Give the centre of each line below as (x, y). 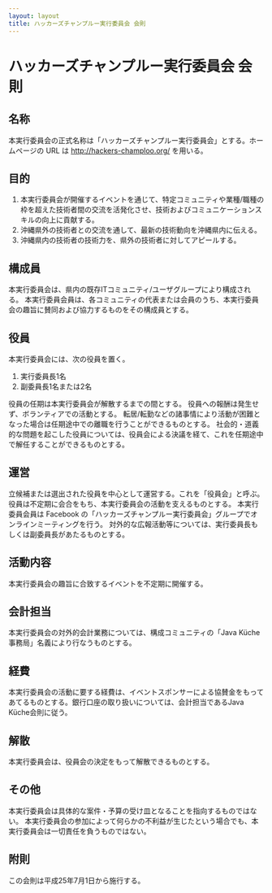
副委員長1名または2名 (56, 386)
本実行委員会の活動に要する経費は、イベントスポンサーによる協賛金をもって (136, 692)
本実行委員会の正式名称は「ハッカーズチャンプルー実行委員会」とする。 (129, 140)
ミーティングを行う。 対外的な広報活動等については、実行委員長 (144, 524)
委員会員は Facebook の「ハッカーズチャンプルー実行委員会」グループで (130, 514)
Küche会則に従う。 (40, 712)
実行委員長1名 (43, 376)
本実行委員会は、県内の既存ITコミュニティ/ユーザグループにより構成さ (126, 290)
